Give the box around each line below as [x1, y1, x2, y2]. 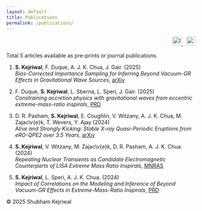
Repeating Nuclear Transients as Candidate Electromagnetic [14, 156, 167, 163]
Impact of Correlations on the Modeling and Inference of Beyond [14, 180, 176, 188]
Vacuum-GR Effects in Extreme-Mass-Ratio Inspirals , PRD [14, 186, 159, 194]
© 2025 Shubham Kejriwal [6, 198, 72, 206]
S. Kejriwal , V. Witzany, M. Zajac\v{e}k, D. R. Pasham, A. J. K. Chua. [14, 143, 183, 150]
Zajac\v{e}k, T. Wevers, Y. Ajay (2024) [14, 119, 110, 126]
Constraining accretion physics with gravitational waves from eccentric [14, 94, 192, 102]
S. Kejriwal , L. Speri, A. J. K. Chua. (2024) [14, 174, 119, 181]
